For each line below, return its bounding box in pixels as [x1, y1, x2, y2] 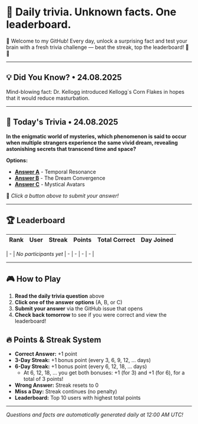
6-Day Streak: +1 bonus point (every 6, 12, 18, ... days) [14, 363, 147, 370]
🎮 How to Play [6, 274, 61, 284]
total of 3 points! [23, 376, 64, 382]
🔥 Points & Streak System [6, 334, 101, 344]
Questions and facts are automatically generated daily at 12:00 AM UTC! [6, 411, 184, 418]
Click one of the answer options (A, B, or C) [14, 299, 123, 306]
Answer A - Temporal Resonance [14, 168, 96, 175]
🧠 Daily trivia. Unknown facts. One [6, 5, 177, 19]
